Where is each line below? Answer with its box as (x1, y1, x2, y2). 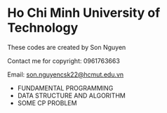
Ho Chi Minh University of (7, 5, 161, 21)
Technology (7, 20, 79, 36)
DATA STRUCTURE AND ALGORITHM (17, 91, 126, 100)
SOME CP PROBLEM (17, 98, 77, 107)
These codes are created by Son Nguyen (7, 43, 126, 51)
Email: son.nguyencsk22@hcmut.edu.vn (7, 70, 124, 79)
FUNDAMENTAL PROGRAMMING (17, 84, 114, 92)
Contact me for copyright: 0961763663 (7, 56, 121, 65)
